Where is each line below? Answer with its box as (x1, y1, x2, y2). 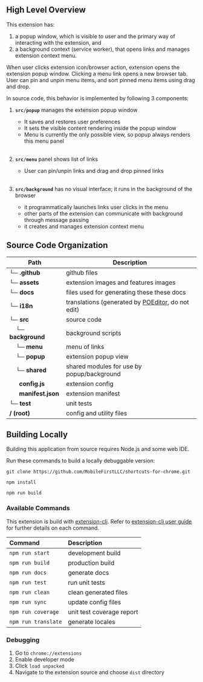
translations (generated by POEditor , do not (66, 297, 189, 306)
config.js (19, 379, 45, 388)
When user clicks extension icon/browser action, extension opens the (6, 63, 180, 71)
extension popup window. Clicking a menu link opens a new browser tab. (6, 70, 188, 77)
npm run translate (9, 618, 62, 625)
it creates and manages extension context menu (24, 222, 144, 230)
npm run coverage (9, 608, 59, 615)
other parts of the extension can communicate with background (24, 210, 183, 217)
